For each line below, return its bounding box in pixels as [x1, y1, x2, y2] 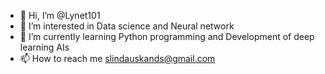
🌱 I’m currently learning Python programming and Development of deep [19, 31, 315, 42]
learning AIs [19, 41, 70, 53]
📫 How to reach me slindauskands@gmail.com [19, 53, 216, 64]
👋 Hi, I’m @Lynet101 [19, 10, 101, 21]
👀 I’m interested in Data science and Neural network [19, 20, 235, 32]
